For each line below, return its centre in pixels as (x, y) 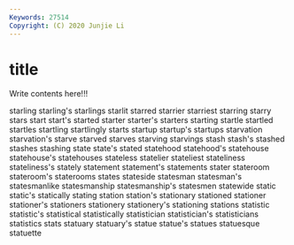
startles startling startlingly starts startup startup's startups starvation (136, 130)
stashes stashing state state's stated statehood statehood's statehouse (139, 149)
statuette (26, 233)
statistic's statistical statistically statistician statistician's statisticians (134, 214)
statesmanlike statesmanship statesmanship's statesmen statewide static (143, 186)
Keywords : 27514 (39, 17)
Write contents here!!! (49, 94)
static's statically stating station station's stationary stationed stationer (138, 195)
